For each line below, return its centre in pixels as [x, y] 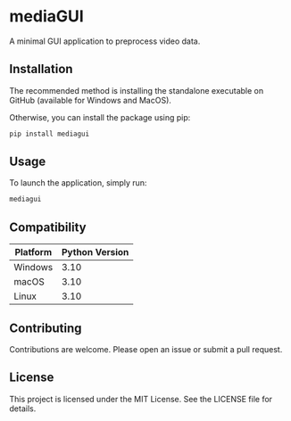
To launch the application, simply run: [78, 183]
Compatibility [48, 227]
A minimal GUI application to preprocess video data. [105, 41]
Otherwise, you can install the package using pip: [100, 117]
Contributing [46, 328]
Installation [41, 69]
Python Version [95, 252]
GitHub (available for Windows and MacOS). [91, 100]
